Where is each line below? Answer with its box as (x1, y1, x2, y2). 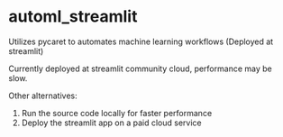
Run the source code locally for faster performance (21, 107, 213, 118)
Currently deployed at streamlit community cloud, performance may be (8, 63, 272, 74)
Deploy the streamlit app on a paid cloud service (21, 117, 202, 128)
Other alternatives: (8, 90, 78, 101)
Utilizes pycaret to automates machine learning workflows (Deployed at (8, 36, 274, 47)
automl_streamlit (8, 6, 138, 27)
